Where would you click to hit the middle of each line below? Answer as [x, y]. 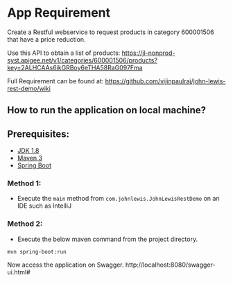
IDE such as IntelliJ [44, 206]
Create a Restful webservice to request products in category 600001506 [111, 32]
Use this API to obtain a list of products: [64, 53]
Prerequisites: [38, 134]
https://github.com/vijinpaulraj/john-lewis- [165, 81]
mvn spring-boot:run [37, 251]
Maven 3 [30, 158]
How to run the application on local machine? [107, 110]
